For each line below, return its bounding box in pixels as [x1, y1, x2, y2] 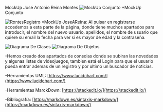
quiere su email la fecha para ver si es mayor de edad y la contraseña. [5, 34, 146, 40]
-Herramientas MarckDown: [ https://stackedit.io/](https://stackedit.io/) [5, 87, 146, 93]
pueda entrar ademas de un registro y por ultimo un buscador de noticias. [5, 63, 153, 69]
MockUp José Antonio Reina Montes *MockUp [5, 5, 142, 10]
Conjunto [5, 10, 23, 15]
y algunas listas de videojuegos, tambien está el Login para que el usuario [5, 58, 153, 64]
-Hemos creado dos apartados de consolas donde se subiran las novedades [5, 53, 159, 59]
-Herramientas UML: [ [5, 73, 49, 78]
